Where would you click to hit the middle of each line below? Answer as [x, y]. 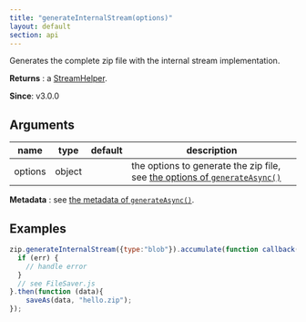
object [68, 171]
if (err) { [38, 258]
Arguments [42, 125]
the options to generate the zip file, [206, 166]
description [212, 151]
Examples [38, 229]
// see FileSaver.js [56, 284]
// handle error [57, 266]
